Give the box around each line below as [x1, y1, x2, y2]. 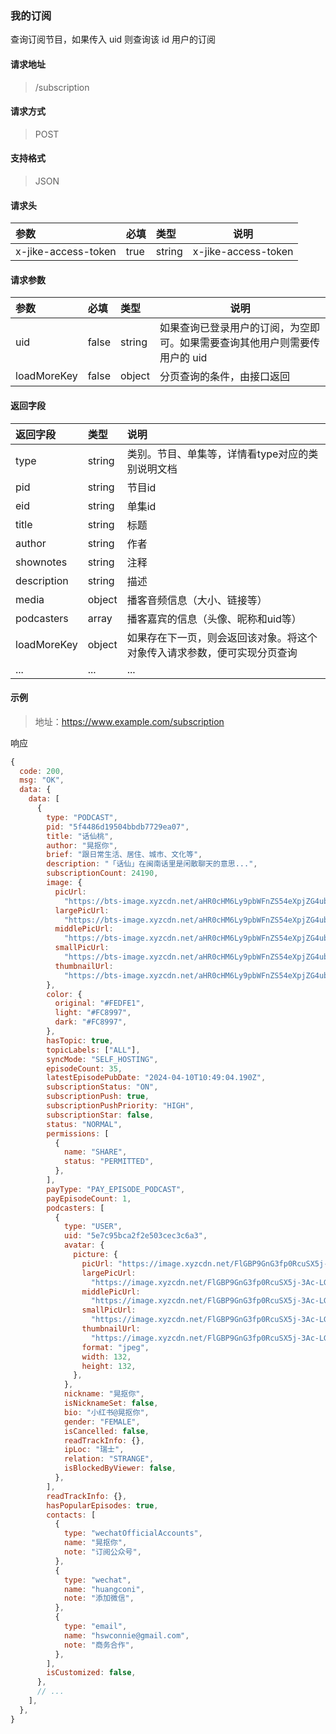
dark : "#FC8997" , [54, 1017, 128, 1027]
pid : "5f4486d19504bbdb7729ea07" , [46, 822, 190, 832]
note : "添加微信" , [63, 1593, 135, 1604]
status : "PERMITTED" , [63, 1157, 155, 1167]
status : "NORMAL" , [46, 1119, 123, 1129]
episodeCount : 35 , [46, 1063, 123, 1074]
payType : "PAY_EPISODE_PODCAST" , [46, 1184, 186, 1194]
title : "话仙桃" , [46, 831, 114, 841]
